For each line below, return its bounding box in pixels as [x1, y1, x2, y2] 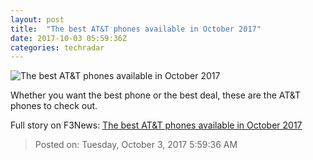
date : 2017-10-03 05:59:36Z [10, 33, 128, 43]
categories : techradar [10, 42, 105, 53]
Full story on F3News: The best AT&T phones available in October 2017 [10, 119, 303, 131]
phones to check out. [10, 100, 98, 112]
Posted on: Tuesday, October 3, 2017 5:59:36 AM [34, 139, 238, 151]
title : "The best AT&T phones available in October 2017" [10, 24, 262, 34]
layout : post [10, 14, 65, 25]
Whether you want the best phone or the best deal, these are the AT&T [10, 89, 302, 101]
